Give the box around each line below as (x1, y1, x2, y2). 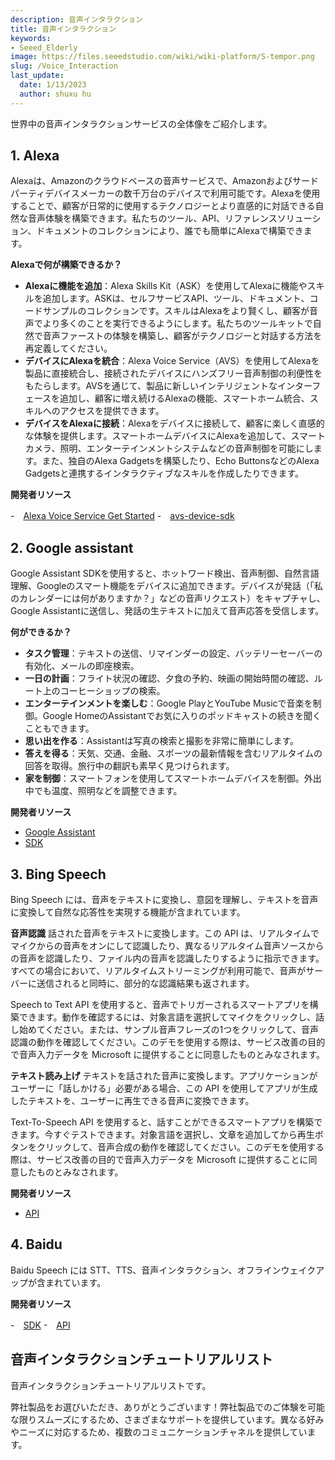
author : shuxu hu (19, 89, 92, 99)
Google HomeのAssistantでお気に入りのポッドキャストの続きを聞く (42, 710, 322, 722)
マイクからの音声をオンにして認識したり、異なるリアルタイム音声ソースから (10, 940, 325, 952)
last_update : (10, 71, 65, 81)
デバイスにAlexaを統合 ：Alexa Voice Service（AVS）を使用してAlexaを (24, 355, 320, 367)
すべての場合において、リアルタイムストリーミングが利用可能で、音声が (10, 965, 307, 977)
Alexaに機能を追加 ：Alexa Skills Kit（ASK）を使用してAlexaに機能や (24, 280, 308, 292)
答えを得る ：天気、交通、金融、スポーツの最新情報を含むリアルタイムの (24, 747, 323, 760)
